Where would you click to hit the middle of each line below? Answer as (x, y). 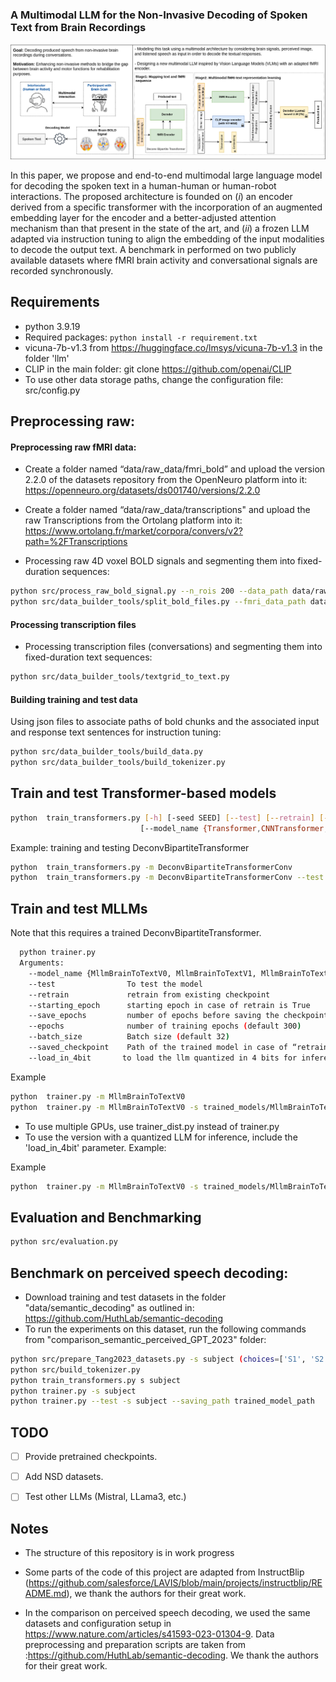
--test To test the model (115, 984)
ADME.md (45, 1594)
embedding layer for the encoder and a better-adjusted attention (143, 217)
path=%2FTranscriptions (76, 542)
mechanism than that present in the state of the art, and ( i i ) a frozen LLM (160, 228)
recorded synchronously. (62, 270)
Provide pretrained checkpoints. (91, 1457)
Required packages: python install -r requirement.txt (141, 337)
